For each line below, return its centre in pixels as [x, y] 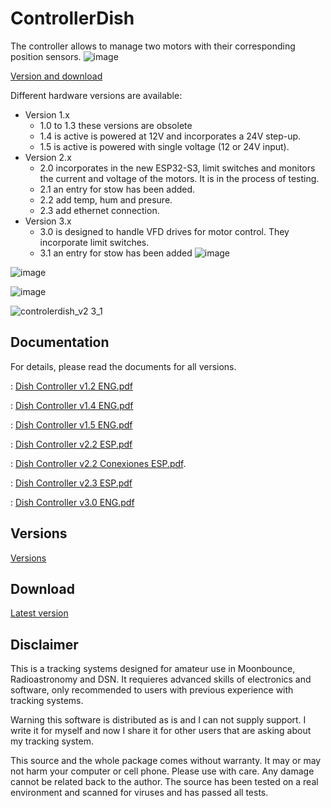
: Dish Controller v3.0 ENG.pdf [72, 502]
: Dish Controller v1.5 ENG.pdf [71, 424]
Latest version [39, 613]
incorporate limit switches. [94, 242]
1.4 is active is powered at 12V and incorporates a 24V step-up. [170, 136]
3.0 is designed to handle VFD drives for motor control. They [164, 231]
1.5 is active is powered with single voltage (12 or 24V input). [164, 146]
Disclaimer [44, 644]
